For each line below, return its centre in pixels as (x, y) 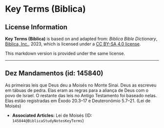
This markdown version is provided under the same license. (65, 53)
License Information (36, 27)
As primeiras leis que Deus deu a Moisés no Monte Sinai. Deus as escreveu (81, 85)
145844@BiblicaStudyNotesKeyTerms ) (48, 120)
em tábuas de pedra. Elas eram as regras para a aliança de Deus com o (77, 90)
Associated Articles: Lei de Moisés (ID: (52, 115)
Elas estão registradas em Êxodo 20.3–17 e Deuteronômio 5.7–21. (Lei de (78, 101)
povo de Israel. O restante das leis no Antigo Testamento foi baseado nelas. (81, 95)
